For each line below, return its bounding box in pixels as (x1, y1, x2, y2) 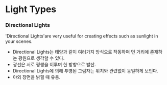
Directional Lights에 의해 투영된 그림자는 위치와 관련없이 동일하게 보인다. (12, 68, 159, 74)
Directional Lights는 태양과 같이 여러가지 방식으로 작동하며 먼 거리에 (12, 49, 149, 55)
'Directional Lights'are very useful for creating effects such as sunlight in (5, 33, 158, 39)
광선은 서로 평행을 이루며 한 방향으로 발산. (12, 62, 96, 68)
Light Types (5, 4, 57, 15)
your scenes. (5, 38, 33, 45)
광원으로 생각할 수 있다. (18, 55, 65, 61)
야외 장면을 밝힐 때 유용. (12, 74, 61, 80)
